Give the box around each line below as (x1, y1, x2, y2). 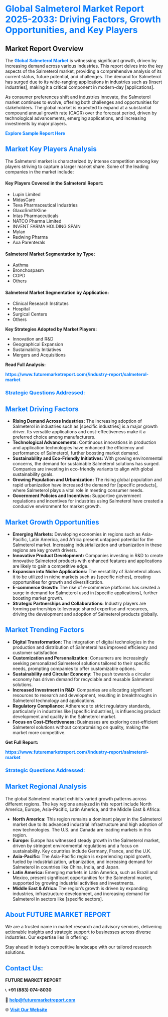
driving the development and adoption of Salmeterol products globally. (12, 611, 158, 617)
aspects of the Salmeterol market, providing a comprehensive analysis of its (5, 68, 162, 74)
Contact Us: (5, 964, 44, 972)
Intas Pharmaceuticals (12, 213, 59, 219)
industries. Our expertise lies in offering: (5, 934, 88, 940)
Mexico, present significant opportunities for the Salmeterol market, (12, 875, 152, 881)
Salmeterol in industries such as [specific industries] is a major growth (12, 423, 158, 429)
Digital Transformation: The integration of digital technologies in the (12, 639, 154, 645)
